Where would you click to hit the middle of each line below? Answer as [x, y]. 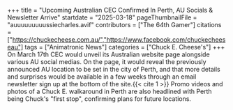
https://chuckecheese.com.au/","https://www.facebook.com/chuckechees [119, 40]
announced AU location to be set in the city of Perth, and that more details [114, 69]
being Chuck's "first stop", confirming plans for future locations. [99, 99]
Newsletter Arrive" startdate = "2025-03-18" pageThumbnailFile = [102, 17]
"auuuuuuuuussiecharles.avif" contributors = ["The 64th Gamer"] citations [114, 25]
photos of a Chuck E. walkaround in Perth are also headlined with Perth [110, 91]
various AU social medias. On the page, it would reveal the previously [107, 62]
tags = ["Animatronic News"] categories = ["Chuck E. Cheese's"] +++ [125, 47]
